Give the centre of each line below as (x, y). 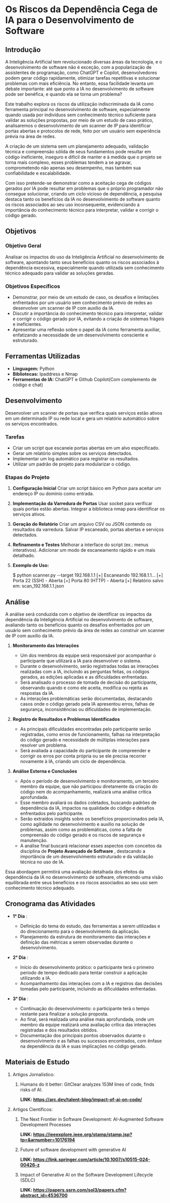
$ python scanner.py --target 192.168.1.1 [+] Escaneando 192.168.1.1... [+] (88, 575)
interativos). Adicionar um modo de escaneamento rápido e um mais (84, 550)
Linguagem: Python (33, 369)
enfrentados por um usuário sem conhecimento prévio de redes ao (82, 303)
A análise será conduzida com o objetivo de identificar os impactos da (78, 614)
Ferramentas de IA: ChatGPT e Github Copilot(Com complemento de (84, 379)
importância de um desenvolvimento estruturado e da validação (87, 857)
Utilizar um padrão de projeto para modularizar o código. (72, 464)
